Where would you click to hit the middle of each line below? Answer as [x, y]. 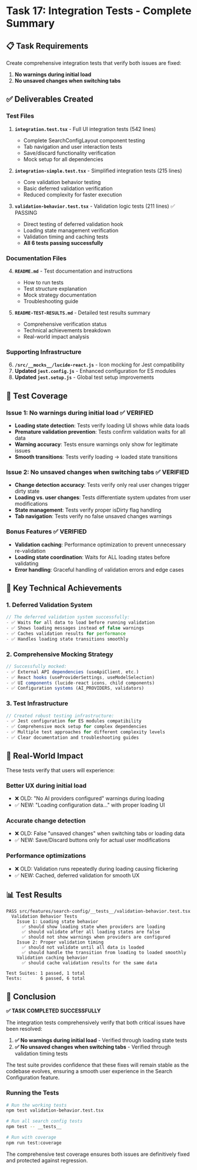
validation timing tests [41, 1054]
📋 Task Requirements [47, 46]
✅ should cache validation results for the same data [89, 963]
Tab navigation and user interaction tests [73, 146]
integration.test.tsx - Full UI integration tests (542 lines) [85, 129]
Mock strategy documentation [60, 295]
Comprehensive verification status [65, 324]
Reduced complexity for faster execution [73, 194]
